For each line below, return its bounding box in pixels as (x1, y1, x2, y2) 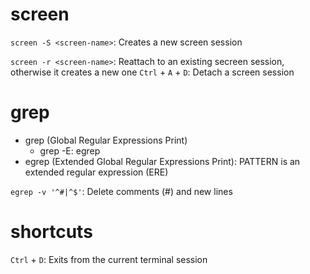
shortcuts (10, 221, 93, 243)
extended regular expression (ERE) (24, 166, 169, 178)
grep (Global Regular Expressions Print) (24, 134, 188, 146)
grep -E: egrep (39, 144, 101, 157)
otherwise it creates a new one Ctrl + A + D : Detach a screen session (10, 66, 295, 78)
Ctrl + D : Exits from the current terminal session (10, 253, 208, 265)
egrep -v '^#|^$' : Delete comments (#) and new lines (10, 185, 233, 197)
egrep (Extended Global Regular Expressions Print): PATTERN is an (24, 155, 301, 167)
